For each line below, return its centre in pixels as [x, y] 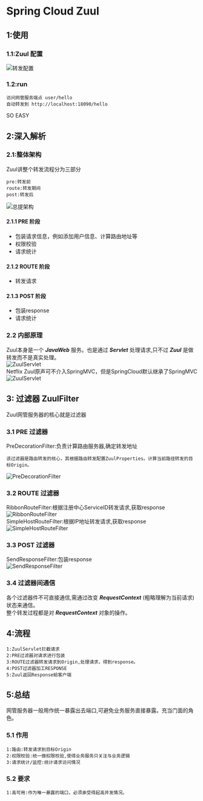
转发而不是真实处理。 [33, 357]
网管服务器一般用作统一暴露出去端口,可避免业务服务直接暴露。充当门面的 [98, 711]
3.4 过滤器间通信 [31, 583]
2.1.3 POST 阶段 [26, 296]
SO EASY [18, 116]
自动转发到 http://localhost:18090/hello [57, 104]
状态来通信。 [22, 605]
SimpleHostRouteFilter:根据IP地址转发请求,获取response [76, 522]
